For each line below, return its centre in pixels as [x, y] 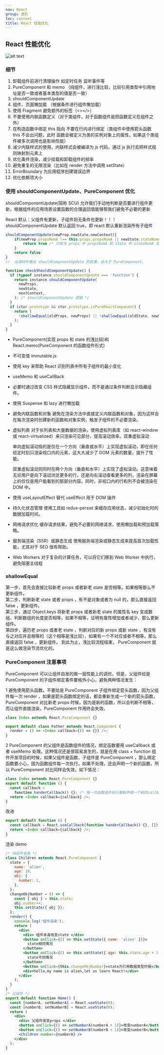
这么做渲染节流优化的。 [33, 648]
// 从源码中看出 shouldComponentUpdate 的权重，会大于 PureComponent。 [75, 262]
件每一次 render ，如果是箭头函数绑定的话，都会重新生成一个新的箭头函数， [82, 696]
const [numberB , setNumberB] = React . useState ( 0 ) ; [62, 1007]
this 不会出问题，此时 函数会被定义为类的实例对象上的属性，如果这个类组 [86, 135]
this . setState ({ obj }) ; [39, 908]
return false [27, 253]
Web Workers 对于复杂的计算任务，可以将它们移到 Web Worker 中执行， [85, 557]
